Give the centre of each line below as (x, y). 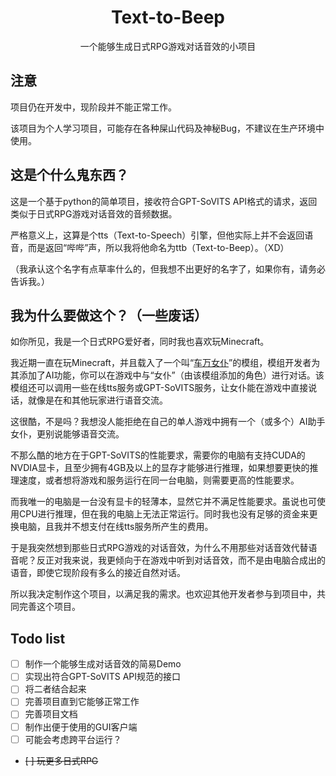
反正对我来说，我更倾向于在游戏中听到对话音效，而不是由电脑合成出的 (181, 560)
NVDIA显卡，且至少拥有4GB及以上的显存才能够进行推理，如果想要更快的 (160, 468)
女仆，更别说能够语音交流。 (67, 434)
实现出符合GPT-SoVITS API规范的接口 (103, 677)
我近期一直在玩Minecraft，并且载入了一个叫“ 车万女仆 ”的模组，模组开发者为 (165, 363)
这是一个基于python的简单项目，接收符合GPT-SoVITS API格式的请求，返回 (164, 201)
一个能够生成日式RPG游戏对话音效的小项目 (168, 46)
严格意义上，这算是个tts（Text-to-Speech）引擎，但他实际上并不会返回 (157, 235)
